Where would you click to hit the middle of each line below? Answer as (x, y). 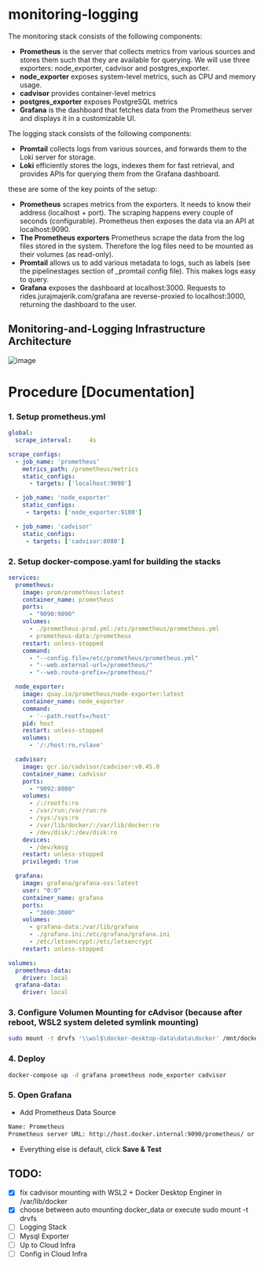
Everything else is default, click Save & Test (90, 1149)
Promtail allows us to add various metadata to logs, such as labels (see (135, 262)
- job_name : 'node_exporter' (63, 498)
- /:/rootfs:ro (54, 803)
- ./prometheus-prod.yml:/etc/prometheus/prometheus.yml (124, 629)
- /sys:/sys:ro (54, 818)
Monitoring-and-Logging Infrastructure (107, 329)
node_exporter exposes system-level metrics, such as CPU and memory (137, 76)
